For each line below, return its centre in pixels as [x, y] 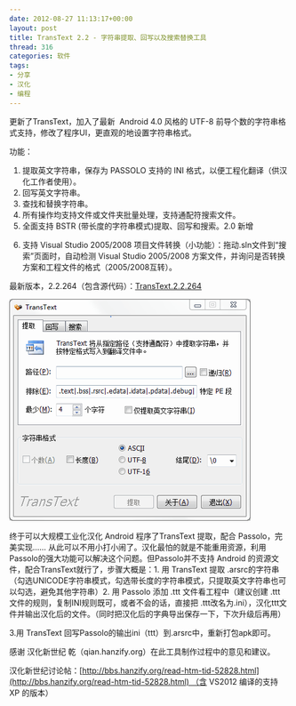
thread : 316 [31, 47]
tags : [19, 66]
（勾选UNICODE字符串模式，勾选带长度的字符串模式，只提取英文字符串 [140, 580]
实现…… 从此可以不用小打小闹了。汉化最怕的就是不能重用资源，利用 [141, 547]
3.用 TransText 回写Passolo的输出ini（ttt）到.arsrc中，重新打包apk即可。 [142, 632]
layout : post [33, 28]
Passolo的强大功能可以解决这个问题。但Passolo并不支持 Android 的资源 [140, 558]
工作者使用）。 [56, 181]
